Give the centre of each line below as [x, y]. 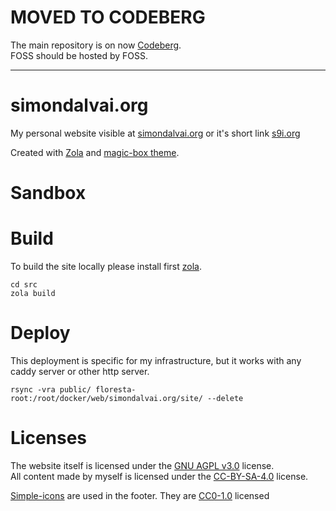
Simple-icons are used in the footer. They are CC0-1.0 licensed [140, 495]
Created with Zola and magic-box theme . [95, 152]
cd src [24, 285]
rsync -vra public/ [51, 389]
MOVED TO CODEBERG [108, 17]
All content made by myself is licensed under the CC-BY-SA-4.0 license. [159, 476]
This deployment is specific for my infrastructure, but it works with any [156, 360]
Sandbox [48, 193]
